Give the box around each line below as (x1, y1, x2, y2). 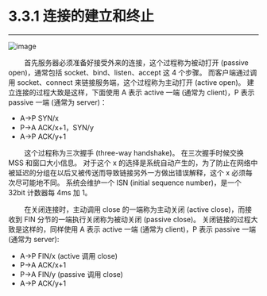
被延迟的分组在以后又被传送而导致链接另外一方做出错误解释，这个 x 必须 (8, 167, 246, 177)
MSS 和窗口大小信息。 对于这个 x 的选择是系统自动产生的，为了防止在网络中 (8, 158, 258, 167)
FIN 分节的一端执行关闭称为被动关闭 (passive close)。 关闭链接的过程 (23, 214, 252, 224)
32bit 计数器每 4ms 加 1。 (8, 187, 92, 197)
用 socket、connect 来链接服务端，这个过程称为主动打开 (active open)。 (8, 77, 246, 87)
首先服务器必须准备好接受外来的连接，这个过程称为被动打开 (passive (23, 57, 249, 67)
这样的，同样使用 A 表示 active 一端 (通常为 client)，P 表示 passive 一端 (21, 224, 257, 234)
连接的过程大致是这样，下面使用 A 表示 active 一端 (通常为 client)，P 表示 (14, 87, 255, 97)
